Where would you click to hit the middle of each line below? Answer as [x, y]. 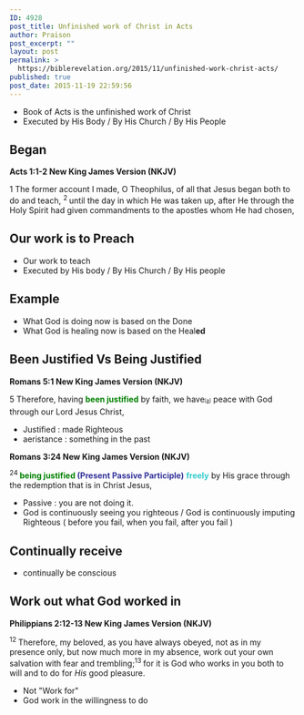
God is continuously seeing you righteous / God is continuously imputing [159, 513]
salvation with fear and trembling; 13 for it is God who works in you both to [147, 663]
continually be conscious [69, 573]
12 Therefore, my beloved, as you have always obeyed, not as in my [136, 641]
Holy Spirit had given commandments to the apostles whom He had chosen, [152, 210]
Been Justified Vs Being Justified [106, 359]
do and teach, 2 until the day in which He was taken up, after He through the [152, 199]
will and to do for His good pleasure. [77, 673]
